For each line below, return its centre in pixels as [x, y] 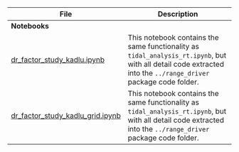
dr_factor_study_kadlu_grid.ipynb [66, 115]
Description [178, 14]
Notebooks [30, 26]
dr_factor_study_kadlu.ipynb [58, 60]
